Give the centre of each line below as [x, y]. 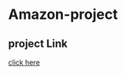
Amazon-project [63, 15]
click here [24, 62]
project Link [38, 44]
